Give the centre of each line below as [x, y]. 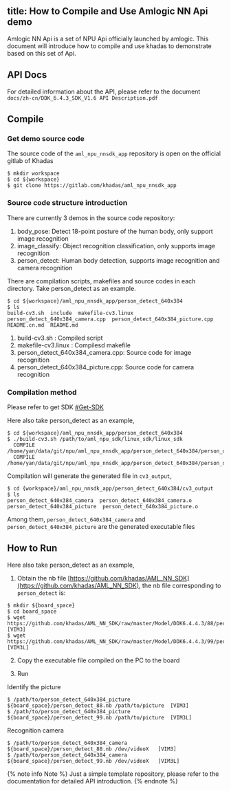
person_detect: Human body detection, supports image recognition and [118, 260]
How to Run [32, 549]
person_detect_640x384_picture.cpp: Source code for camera [106, 367]
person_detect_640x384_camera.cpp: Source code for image [104, 352]
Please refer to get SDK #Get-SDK [56, 407]
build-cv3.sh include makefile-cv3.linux [70, 313]
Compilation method [42, 392]
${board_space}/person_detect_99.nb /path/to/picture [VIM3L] [100, 717]
